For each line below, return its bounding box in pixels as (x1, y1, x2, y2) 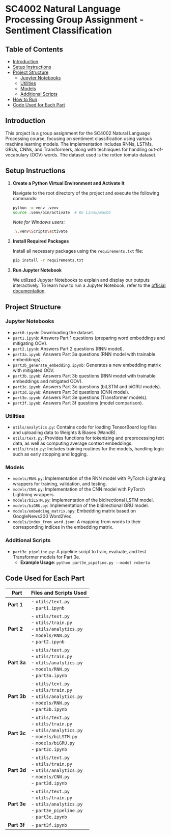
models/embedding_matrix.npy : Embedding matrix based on (12, 508, 136, 514)
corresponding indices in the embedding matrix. (12, 524, 113, 530)
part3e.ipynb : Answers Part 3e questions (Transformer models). (12, 394, 148, 400)
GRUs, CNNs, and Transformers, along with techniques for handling (5, 146, 148, 152)
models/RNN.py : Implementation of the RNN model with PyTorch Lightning (12, 475, 165, 481)
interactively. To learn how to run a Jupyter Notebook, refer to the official (12, 282, 166, 288)
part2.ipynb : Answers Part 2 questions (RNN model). (12, 345, 124, 352)
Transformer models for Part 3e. (12, 554, 80, 560)
